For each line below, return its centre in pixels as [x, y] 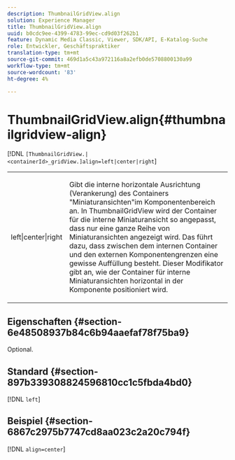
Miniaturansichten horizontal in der [126, 281]
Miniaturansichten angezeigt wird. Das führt [141, 237]
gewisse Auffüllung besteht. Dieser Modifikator [146, 263]
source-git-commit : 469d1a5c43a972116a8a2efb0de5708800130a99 [100, 60]
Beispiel [25, 421]
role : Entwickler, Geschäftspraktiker [64, 46]
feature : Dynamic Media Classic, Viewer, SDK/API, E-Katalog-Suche [108, 40]
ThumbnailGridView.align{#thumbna [116, 119]
